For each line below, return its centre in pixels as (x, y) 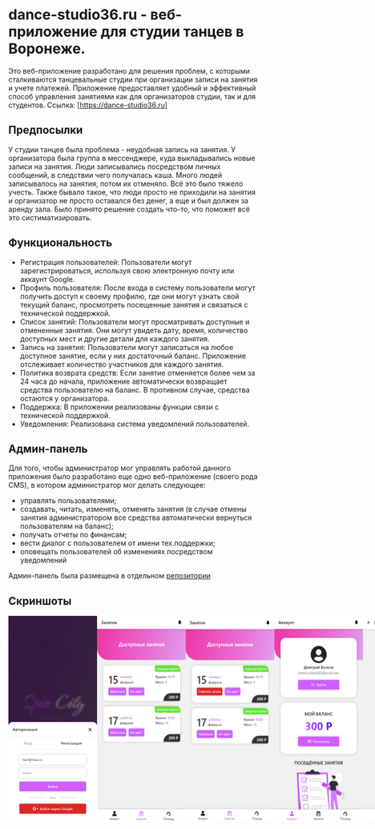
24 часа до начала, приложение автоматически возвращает (123, 381)
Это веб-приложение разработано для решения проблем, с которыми (129, 70)
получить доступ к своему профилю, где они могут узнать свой (129, 296)
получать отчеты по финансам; (73, 535)
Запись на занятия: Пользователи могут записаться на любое (127, 347)
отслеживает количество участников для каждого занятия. (122, 364)
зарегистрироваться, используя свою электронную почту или (127, 271)
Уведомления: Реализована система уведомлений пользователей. (135, 424)
